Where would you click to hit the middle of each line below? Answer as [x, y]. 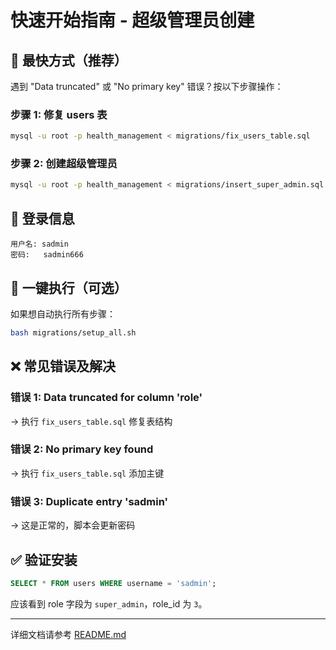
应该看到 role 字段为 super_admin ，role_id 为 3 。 [109, 603]
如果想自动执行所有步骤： [63, 313]
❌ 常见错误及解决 [63, 366]
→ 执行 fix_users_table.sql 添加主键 [87, 473]
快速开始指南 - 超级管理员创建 [132, 20]
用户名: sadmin [39, 244]
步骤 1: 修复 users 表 [59, 114]
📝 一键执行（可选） [69, 287]
